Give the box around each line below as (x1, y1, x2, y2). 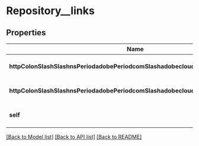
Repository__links (6, 4, 95, 18)
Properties (6, 28, 46, 38)
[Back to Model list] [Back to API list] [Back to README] (6, 134, 142, 140)
